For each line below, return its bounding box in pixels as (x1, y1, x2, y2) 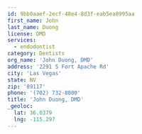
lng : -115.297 (13, 116, 55, 123)
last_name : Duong (7, 23, 59, 30)
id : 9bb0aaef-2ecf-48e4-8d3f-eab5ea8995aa (7, 10, 135, 18)
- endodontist (13, 43, 55, 50)
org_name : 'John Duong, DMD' (7, 57, 94, 64)
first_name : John (7, 17, 59, 24)
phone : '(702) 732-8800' (7, 89, 81, 96)
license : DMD (7, 30, 46, 38)
